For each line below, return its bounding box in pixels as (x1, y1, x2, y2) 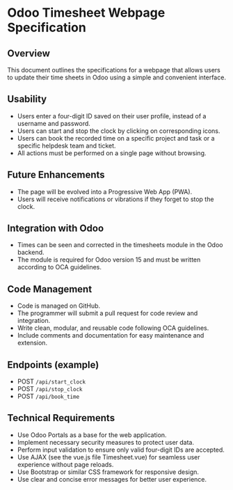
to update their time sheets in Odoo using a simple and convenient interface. (7, 73, 226, 81)
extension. (17, 339, 47, 347)
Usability (7, 93, 47, 105)
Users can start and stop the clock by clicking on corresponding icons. (17, 127, 220, 135)
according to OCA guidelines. (17, 263, 102, 271)
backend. (17, 248, 45, 257)
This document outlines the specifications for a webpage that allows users (7, 66, 220, 74)
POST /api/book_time (17, 392, 80, 401)
